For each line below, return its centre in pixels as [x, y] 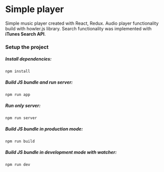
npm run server [21, 118]
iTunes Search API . [25, 34]
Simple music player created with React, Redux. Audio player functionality [82, 23]
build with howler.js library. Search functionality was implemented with [78, 28]
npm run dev [18, 164]
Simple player [35, 9]
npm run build [20, 141]
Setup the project [27, 47]
